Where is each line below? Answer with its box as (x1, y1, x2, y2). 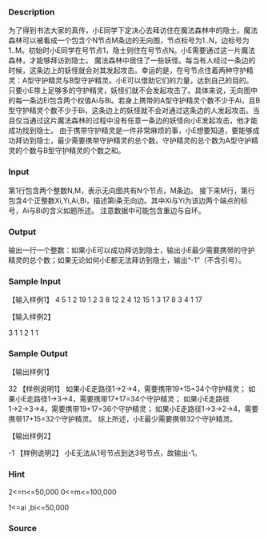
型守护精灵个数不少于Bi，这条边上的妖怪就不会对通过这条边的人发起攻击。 (8, 106, 254, 115)
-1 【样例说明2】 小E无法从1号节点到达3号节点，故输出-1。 (8, 448, 202, 458)
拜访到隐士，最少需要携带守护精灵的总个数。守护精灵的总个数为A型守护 (14, 135, 252, 146)
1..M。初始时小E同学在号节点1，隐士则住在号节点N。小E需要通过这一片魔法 (8, 46, 256, 55)
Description (8, 6, 55, 18)
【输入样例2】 (8, 312, 55, 322)
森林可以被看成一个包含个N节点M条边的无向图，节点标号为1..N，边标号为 (8, 35, 250, 46)
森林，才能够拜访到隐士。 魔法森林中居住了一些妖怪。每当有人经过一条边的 (8, 55, 256, 66)
